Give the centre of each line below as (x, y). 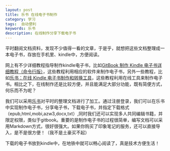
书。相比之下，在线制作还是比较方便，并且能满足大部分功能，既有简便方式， (85, 84)
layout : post (19, 10)
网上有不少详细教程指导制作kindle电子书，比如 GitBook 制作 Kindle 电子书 (81, 65)
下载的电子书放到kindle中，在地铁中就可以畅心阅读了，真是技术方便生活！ (82, 143)
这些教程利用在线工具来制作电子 (129, 78)
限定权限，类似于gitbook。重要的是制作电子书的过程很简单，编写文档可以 (82, 120)
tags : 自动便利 (21, 24)
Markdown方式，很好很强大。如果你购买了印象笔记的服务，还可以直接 (82, 126)
